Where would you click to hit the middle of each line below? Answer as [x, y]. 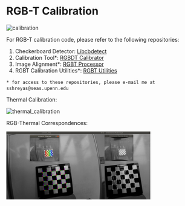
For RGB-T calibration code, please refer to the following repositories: [93, 39]
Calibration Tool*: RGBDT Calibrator [60, 57]
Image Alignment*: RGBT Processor [59, 64]
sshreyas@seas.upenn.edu [37, 88]
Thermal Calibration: [32, 99]
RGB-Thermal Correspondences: [47, 123]
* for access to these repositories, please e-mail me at [81, 82]
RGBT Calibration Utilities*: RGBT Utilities [66, 70]
